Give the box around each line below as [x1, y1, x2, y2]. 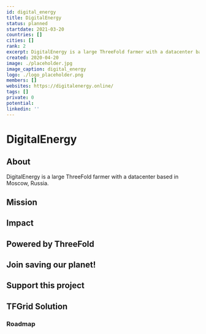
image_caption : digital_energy [6, 66, 86, 72]
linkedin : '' [6, 105, 40, 112]
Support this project [6, 280, 85, 291]
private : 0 [6, 94, 34, 101]
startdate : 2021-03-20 [6, 26, 64, 32]
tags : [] [6, 89, 29, 95]
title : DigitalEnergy [6, 15, 62, 21]
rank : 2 [6, 44, 26, 50]
